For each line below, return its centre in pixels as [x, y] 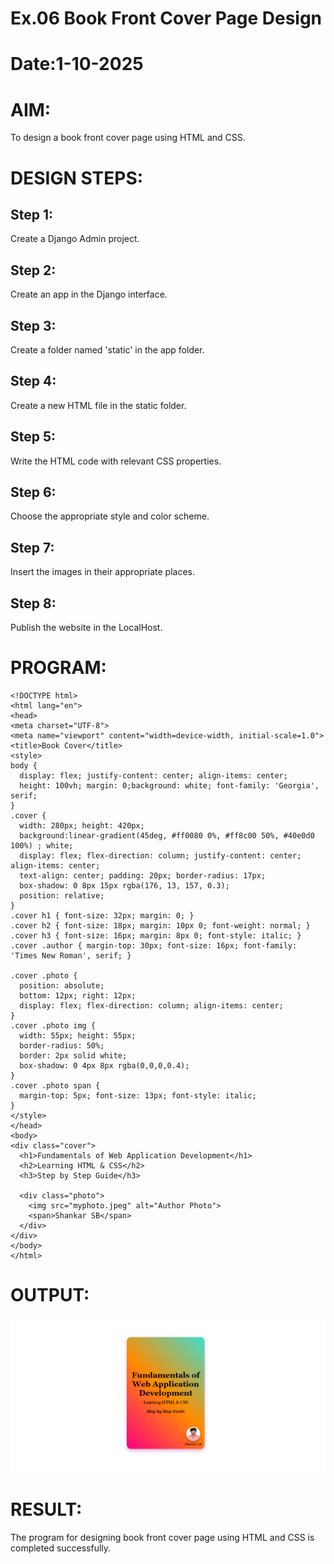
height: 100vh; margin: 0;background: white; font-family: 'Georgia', [169, 785]
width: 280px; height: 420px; [82, 825]
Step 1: [32, 214]
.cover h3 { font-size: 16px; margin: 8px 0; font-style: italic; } [156, 935]
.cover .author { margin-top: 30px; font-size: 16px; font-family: [154, 945]
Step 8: [33, 603]
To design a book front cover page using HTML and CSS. [128, 138]
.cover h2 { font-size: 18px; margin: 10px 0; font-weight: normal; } [160, 925]
